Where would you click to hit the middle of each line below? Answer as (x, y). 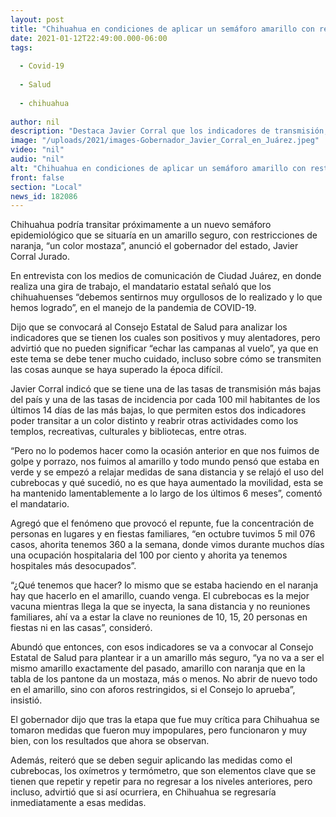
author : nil (35, 122)
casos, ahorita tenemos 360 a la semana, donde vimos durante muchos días (167, 545)
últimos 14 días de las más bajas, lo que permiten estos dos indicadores (158, 410)
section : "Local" (46, 187)
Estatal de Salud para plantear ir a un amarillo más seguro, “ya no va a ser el (167, 658)
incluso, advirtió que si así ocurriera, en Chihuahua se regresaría (143, 792)
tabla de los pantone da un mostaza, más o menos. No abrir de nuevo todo (164, 679)
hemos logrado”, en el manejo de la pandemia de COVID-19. (133, 308)
